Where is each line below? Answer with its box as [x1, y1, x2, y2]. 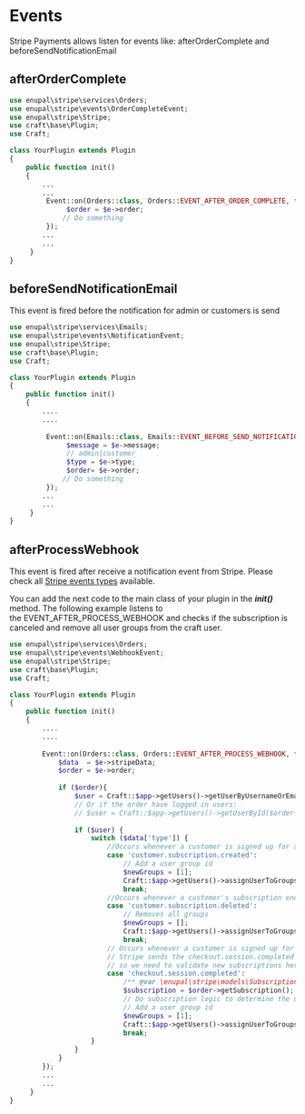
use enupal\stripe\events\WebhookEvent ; [9, 648, 165, 657]
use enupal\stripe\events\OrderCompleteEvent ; [9, 104, 189, 114]
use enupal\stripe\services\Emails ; [9, 323, 148, 332]
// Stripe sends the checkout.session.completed [106, 952, 295, 961]
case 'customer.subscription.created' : [106, 851, 258, 860]
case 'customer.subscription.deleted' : [106, 901, 258, 910]
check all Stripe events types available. [9, 576, 156, 587]
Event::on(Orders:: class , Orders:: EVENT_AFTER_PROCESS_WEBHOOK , [42, 749, 290, 758]
